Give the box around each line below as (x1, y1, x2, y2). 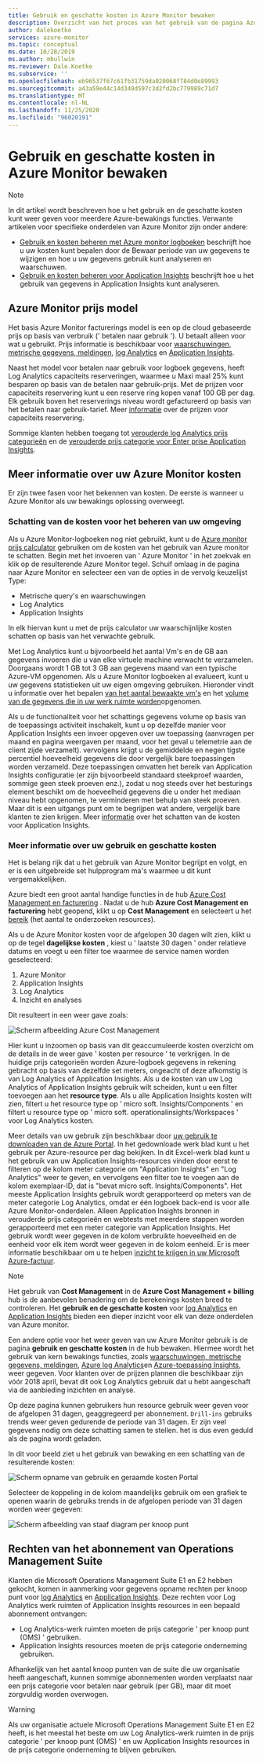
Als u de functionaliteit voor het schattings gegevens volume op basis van (8, 711, 247, 721)
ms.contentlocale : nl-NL (8, 99, 89, 107)
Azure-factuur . (8, 1256, 56, 1266)
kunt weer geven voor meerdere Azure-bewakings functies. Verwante (8, 214, 233, 223)
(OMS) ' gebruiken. (19, 1632, 81, 1642)
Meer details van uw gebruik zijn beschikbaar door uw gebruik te (8, 1131, 218, 1141)
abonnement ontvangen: (8, 1609, 88, 1618)
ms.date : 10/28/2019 (8, 48, 76, 56)
